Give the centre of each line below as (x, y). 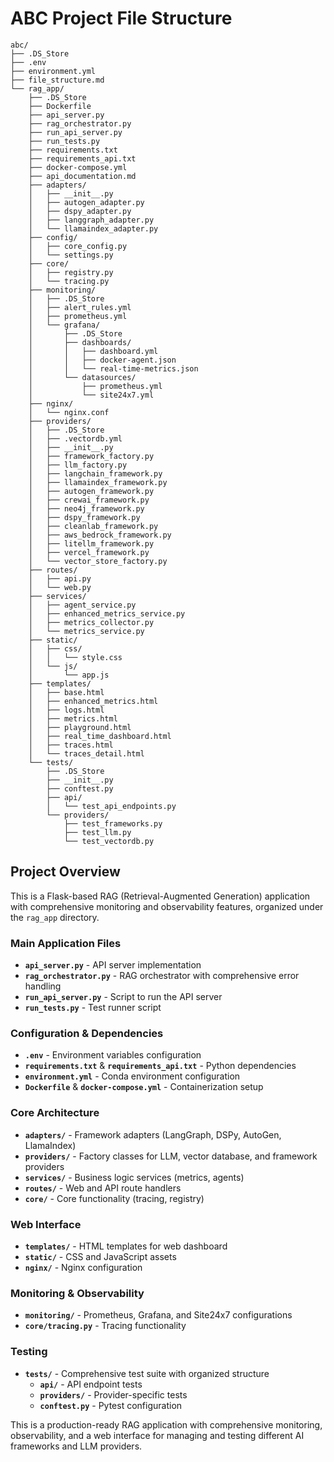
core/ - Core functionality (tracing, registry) (114, 1198)
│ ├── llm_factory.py (78, 465)
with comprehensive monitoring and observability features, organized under (167, 906)
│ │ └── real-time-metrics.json (113, 368)
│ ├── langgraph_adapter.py (91, 220)
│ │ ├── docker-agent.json (102, 360)
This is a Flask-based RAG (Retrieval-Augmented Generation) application (160, 896)
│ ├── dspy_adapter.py (80, 211)
